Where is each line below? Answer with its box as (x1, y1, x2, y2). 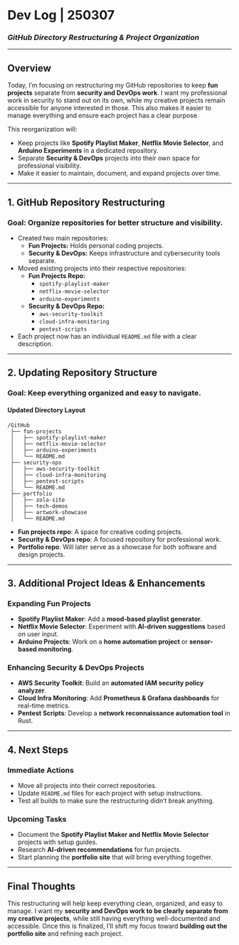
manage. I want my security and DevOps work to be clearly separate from (7, 907, 228, 915)
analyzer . (17, 686, 46, 695)
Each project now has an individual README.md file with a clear (17, 331, 197, 341)
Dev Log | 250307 (7, 7, 115, 23)
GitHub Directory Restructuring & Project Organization (7, 33, 200, 43)
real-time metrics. (17, 701, 70, 710)
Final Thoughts (7, 880, 76, 892)
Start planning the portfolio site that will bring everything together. (17, 853, 213, 862)
